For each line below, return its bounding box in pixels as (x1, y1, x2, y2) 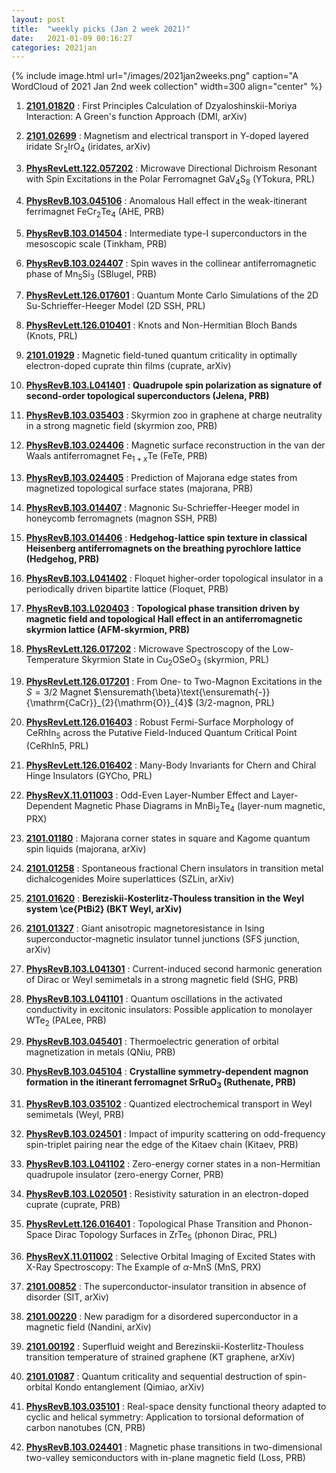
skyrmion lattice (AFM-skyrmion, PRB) (25, 624, 191, 636)
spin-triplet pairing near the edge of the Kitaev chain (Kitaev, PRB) (25, 1139, 299, 1151)
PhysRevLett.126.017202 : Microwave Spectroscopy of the (25, 643, 271, 655)
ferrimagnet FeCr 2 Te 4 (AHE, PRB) (25, 205, 165, 220)
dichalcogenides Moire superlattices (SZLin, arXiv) (25, 872, 235, 885)
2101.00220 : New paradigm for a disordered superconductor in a (25, 1311, 299, 1323)
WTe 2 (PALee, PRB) (25, 1014, 107, 1028)
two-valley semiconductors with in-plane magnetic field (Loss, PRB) (25, 1452, 306, 1464)
